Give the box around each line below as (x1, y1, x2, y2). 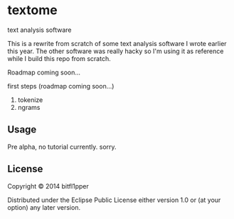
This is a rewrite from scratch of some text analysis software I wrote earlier (7, 39, 227, 47)
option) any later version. (7, 203, 80, 211)
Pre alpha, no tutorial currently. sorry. (7, 142, 117, 151)
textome (7, 2, 58, 18)
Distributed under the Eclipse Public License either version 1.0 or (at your (7, 196, 221, 204)
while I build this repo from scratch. (7, 54, 112, 62)
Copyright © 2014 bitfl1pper (7, 181, 89, 190)
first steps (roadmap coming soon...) (7, 82, 115, 90)
